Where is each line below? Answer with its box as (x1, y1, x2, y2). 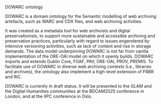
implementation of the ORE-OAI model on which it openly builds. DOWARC (5, 53, 154, 59)
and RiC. (5, 74, 22, 79)
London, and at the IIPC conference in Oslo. (5, 93, 93, 99)
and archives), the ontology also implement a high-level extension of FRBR (5, 69, 154, 74)
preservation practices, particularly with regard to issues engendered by (5, 38, 150, 44)
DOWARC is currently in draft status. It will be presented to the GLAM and (5, 83, 152, 89)
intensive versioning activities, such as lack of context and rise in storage (5, 43, 151, 49)
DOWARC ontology (5, 4, 43, 10)
